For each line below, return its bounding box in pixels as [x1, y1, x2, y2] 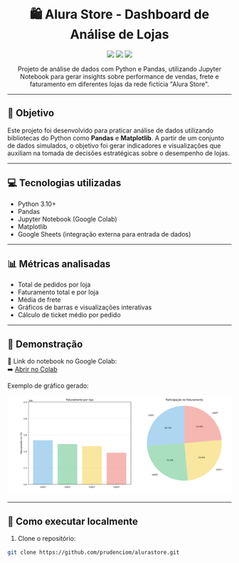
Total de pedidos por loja [17, 280, 91, 289]
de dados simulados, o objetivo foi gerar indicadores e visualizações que [7, 141, 221, 150]
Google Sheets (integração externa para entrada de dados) [17, 229, 191, 238]
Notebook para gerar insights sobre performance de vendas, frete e [20, 72, 219, 81]
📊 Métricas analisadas [7, 258, 111, 270]
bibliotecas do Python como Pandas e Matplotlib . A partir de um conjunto [7, 133, 225, 142]
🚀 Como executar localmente [7, 515, 139, 527]
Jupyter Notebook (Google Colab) [17, 215, 117, 223]
